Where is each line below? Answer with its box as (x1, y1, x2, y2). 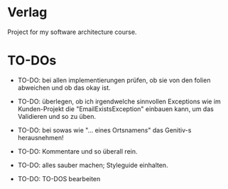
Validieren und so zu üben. (17, 112, 96, 120)
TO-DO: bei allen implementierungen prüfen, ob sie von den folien (17, 76, 211, 84)
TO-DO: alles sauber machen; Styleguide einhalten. (17, 161, 168, 169)
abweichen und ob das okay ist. (17, 83, 112, 92)
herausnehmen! (17, 133, 64, 142)
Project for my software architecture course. (7, 28, 137, 36)
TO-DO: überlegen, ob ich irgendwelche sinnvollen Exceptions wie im (17, 97, 222, 105)
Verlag (7, 4, 48, 21)
